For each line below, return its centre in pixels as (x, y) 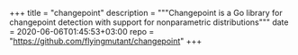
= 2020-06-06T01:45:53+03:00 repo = (82, 31)
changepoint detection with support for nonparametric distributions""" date (149, 22)
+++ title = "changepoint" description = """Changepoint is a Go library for (146, 13)
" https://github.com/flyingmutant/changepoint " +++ (106, 41)
